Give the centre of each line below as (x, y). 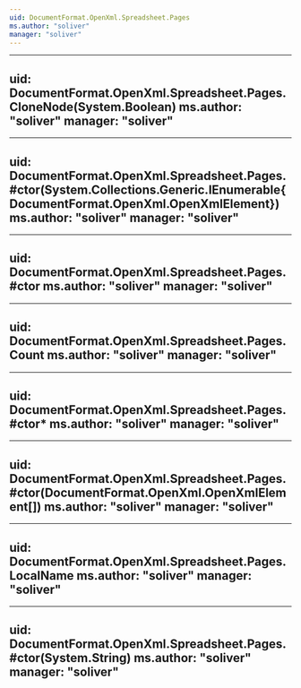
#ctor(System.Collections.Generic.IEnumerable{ (148, 189)
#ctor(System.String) (70, 658)
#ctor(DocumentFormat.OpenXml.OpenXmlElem (148, 492)
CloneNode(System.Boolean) (93, 107)
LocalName (42, 576)
